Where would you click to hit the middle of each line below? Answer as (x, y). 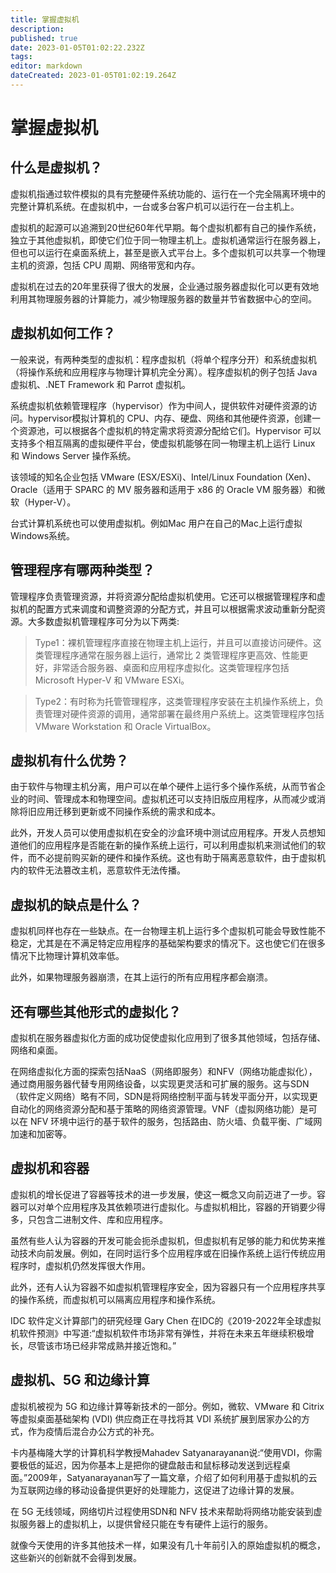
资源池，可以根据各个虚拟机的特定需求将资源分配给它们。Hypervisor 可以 (170, 430)
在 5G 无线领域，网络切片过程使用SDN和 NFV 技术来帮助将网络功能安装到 (162, 1511)
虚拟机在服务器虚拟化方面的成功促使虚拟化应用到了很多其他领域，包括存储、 (168, 1037)
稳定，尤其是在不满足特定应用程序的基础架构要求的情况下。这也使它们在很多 (168, 943)
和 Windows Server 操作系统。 (73, 455)
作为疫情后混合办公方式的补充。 (93, 1431)
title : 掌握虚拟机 (45, 19)
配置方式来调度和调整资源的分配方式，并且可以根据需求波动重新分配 (176, 608)
